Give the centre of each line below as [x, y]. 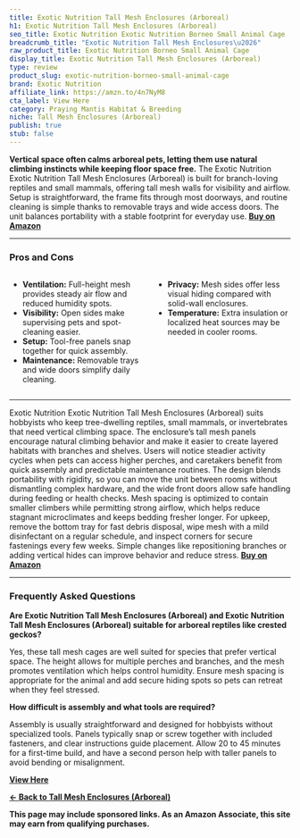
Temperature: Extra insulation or [228, 313]
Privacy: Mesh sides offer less [224, 285]
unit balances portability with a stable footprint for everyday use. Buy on [142, 216]
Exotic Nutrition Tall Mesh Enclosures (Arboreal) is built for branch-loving [144, 178]
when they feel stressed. [54, 690]
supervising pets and [61, 323]
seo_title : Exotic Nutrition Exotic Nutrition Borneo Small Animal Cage [147, 34]
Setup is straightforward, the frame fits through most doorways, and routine [149, 197]
